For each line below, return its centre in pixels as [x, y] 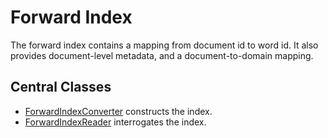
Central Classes [61, 87]
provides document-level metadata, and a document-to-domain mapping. [162, 55]
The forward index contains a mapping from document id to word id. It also [164, 45]
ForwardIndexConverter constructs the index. [118, 111]
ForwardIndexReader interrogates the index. [115, 122]
